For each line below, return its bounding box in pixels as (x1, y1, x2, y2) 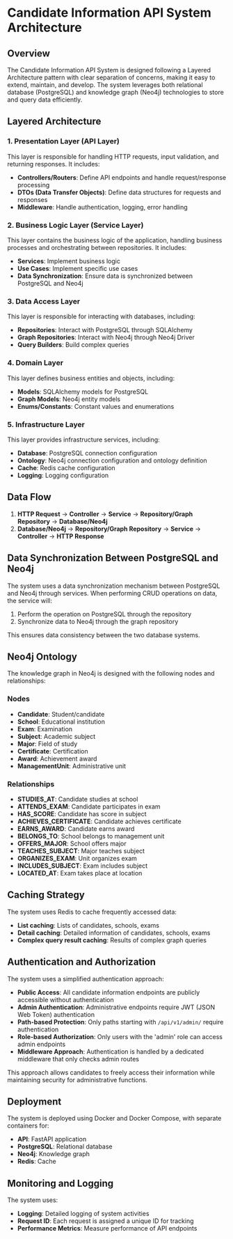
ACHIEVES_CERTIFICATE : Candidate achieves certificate (17, 817, 182, 825)
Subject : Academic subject (17, 732, 96, 740)
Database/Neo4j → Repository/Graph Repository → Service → (17, 524, 202, 533)
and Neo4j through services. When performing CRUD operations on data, (7, 589, 218, 597)
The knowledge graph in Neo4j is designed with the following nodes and (7, 669, 215, 678)
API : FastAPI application (17, 1135, 87, 1144)
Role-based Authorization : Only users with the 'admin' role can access (17, 1032, 223, 1041)
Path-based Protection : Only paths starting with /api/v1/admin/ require (17, 1018, 224, 1026)
